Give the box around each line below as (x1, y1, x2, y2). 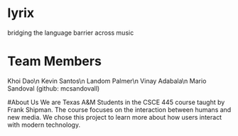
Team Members (7, 53, 102, 69)
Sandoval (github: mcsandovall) (7, 84, 100, 93)
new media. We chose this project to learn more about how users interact (7, 113, 222, 121)
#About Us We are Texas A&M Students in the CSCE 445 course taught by (7, 98, 225, 106)
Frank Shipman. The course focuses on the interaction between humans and (7, 105, 232, 114)
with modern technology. (7, 120, 80, 129)
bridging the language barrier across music (7, 28, 134, 37)
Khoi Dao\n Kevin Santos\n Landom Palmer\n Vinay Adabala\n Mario (7, 76, 207, 85)
